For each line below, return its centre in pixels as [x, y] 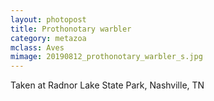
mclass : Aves [37, 47]
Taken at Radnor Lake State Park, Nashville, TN [107, 85]
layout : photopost [48, 19]
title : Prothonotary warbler [71, 29]
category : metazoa [48, 38]
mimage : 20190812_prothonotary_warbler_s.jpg [106, 57]
